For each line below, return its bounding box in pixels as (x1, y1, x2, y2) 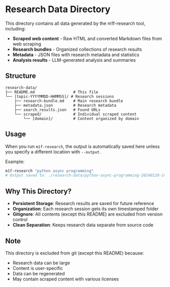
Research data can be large (12, 260, 70, 266)
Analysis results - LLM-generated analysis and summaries (12, 57, 136, 63)
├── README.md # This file (5, 90, 99, 95)
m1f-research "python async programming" (5, 168, 94, 173)
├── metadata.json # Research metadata (14, 103, 116, 108)
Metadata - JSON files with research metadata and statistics (12, 52, 140, 58)
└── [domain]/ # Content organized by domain (23, 116, 139, 121)
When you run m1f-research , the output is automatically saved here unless (5, 143, 160, 149)
